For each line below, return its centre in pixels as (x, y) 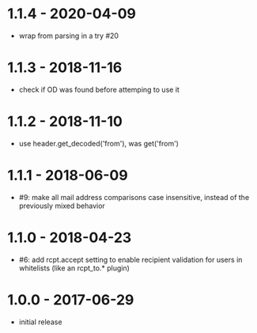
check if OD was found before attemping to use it (99, 89)
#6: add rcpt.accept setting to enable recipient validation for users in (130, 259)
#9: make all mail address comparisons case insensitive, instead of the (134, 197)
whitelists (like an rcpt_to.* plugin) (74, 268)
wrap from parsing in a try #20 (69, 36)
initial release (40, 322)
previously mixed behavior (62, 206)
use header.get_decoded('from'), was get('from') (99, 143)
